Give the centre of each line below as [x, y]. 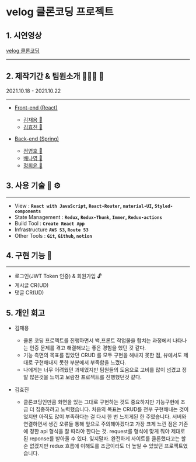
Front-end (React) [36, 107]
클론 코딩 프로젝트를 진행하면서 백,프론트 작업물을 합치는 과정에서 [97, 341]
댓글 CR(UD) [29, 293]
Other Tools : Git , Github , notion [53, 235]
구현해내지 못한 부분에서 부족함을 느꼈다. [80, 362]
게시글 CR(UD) [32, 285]
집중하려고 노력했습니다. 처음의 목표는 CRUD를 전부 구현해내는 [107, 409]
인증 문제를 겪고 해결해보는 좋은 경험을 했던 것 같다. [88, 348]
